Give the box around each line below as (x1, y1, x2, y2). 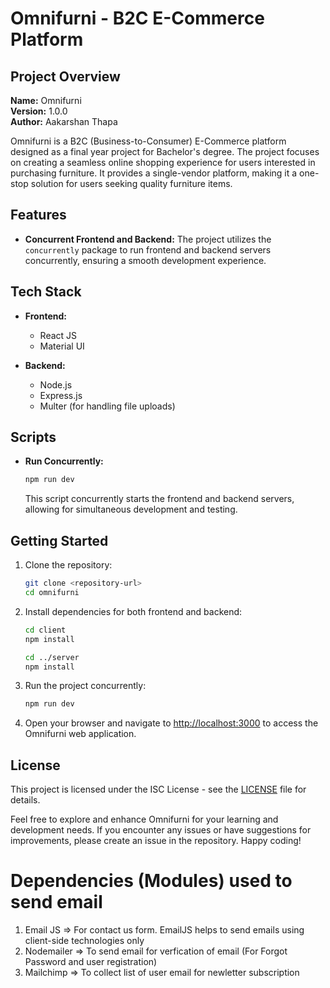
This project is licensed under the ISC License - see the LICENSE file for (10, 783, 307, 796)
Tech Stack (10, 283, 82, 301)
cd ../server (24, 652, 80, 662)
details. (10, 794, 41, 806)
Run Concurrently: (24, 455, 104, 467)
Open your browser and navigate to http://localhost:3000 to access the (24, 717, 319, 729)
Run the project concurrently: (24, 680, 147, 692)
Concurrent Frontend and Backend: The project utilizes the (24, 233, 272, 245)
